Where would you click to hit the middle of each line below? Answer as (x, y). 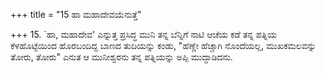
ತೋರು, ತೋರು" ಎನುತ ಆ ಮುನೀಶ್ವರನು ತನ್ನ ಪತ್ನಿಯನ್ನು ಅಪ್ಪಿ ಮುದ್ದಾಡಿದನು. (121, 57)
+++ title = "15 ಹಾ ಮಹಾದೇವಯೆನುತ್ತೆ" (76, 14)
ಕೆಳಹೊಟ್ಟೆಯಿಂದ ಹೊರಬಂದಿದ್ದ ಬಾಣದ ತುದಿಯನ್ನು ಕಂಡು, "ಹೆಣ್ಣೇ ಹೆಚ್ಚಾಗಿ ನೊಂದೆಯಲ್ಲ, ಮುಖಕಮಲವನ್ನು (163, 45)
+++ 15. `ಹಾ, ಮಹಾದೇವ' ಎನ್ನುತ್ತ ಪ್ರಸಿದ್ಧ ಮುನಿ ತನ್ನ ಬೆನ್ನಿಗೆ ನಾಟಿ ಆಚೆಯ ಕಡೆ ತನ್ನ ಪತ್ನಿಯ (144, 34)
